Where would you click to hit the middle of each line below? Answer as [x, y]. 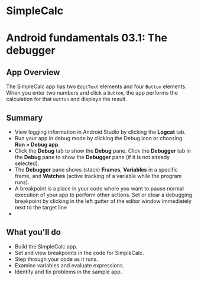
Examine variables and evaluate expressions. [69, 265]
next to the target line [41, 207]
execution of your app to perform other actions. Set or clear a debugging [103, 195]
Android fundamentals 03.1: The [87, 38]
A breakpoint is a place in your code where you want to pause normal [99, 188]
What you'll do [33, 232]
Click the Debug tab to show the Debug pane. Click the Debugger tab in [103, 151]
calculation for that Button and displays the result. [66, 99]
